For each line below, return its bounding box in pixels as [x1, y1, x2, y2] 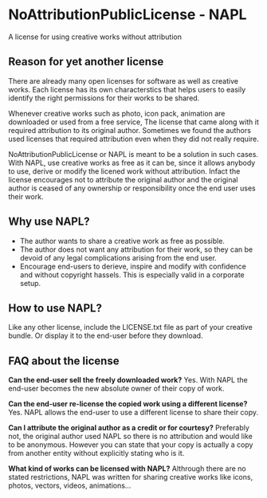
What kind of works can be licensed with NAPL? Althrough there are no [8, 464, 246, 473]
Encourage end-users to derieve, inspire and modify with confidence [19, 261, 247, 271]
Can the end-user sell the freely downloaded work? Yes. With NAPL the [8, 375, 249, 385]
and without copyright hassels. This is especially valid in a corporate [19, 269, 245, 280]
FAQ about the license [8, 354, 120, 367]
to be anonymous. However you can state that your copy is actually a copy [8, 440, 253, 449]
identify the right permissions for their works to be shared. [8, 93, 200, 103]
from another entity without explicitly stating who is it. [8, 449, 185, 458]
